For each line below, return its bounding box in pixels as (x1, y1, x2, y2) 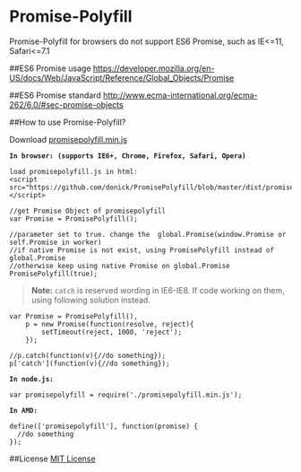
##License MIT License (9, 453, 96, 464)
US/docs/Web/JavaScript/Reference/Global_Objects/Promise (9, 72, 235, 83)
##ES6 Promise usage (9, 63, 91, 74)
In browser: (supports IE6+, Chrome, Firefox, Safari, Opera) (9, 151, 246, 161)
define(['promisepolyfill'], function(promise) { (9, 422, 199, 431)
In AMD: (9, 406, 39, 415)
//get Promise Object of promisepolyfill (9, 206, 167, 215)
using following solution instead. (30, 294, 150, 305)
